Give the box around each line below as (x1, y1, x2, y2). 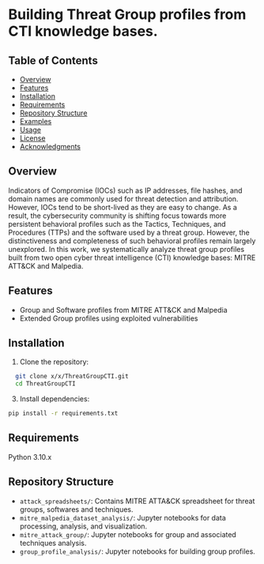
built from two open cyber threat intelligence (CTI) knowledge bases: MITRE (8, 253, 256, 262)
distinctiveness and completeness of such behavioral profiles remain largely (8, 235, 256, 246)
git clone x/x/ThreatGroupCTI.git (15, 373, 129, 381)
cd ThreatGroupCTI (15, 380, 77, 388)
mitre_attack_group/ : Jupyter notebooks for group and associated (19, 529, 237, 539)
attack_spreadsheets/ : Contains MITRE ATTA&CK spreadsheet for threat (19, 496, 255, 506)
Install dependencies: (19, 394, 90, 404)
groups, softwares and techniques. (19, 504, 134, 514)
